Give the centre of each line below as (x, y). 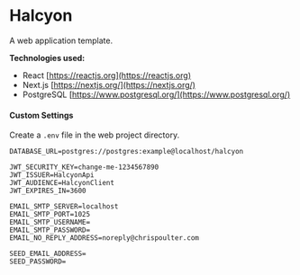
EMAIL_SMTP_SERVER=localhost (64, 207)
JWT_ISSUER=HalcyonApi (52, 175)
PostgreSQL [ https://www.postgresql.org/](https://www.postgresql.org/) (156, 94)
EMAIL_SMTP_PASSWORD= (50, 230)
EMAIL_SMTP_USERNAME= (50, 222)
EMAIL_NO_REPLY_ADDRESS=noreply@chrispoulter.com (105, 238)
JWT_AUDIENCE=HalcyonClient (62, 183)
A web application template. (61, 40)
